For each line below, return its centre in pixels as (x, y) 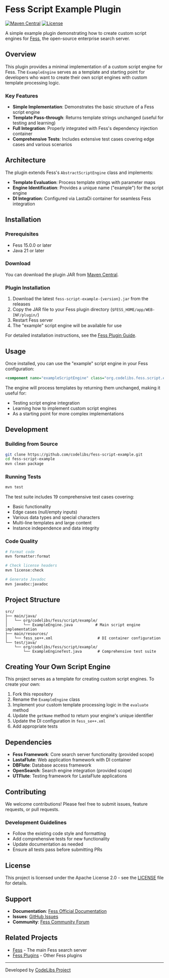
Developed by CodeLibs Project (38, 970)
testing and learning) (34, 123)
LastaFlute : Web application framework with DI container (72, 760)
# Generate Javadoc (26, 580)
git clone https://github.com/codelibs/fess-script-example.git (74, 454)
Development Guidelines (36, 823)
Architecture (26, 160)
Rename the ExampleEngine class (46, 699)
